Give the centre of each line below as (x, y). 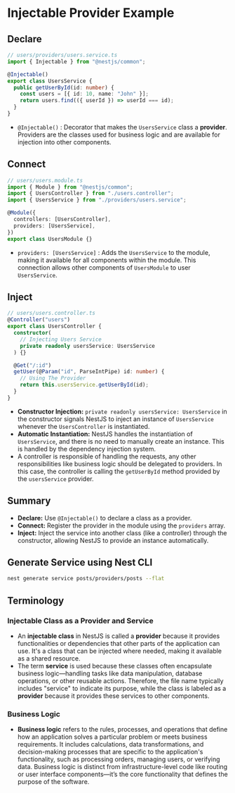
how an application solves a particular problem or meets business (113, 737)
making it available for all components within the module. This (107, 260)
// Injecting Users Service (61, 339)
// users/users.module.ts (45, 180)
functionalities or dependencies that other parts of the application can (119, 643)
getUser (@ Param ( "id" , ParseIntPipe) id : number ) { (89, 372)
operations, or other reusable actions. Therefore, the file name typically (120, 680)
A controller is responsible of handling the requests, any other (107, 456)
